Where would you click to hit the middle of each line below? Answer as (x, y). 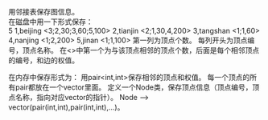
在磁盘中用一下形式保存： (51, 22)
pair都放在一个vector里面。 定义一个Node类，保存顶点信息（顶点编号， (134, 87)
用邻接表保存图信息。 (43, 12)
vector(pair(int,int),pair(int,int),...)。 (66, 107)
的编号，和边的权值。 (43, 60)
